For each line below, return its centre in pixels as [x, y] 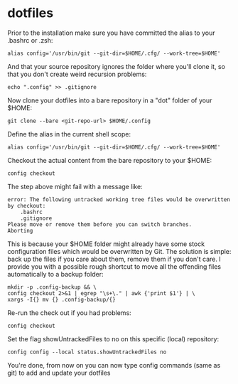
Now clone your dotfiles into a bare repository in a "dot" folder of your [110, 100]
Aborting [20, 230]
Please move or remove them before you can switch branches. [100, 224]
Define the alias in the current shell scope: [69, 134]
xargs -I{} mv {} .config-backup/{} [61, 299]
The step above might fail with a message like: [75, 186]
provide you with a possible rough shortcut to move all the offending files [114, 266]
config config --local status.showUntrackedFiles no [87, 352]
